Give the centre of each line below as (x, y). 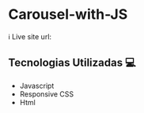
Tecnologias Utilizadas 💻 (72, 63)
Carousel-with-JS (68, 15)
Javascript (37, 86)
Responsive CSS (47, 94)
